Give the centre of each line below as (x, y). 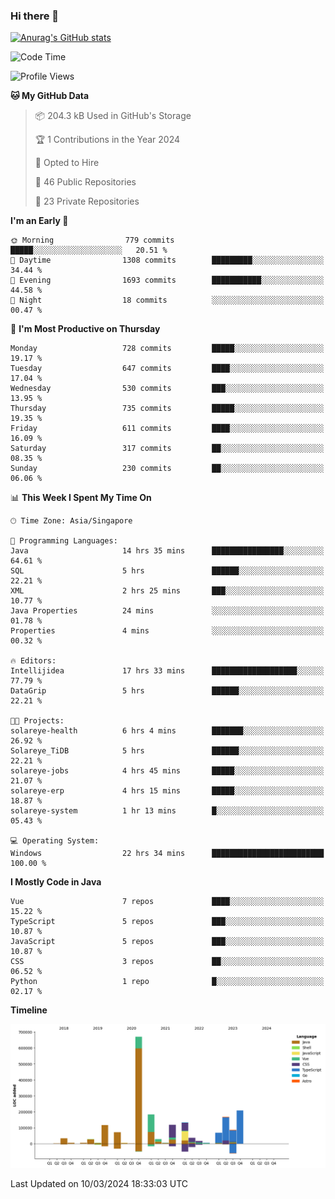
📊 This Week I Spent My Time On (81, 498)
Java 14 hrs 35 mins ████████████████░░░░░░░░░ (167, 551)
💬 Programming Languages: (64, 541)
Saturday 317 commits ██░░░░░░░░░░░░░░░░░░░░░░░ (167, 449)
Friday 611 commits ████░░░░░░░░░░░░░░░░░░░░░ (167, 429)
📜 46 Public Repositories (85, 182)
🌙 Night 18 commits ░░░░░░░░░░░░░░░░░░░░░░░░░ (167, 300)
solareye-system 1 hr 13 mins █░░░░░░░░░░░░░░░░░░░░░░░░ (167, 811)
